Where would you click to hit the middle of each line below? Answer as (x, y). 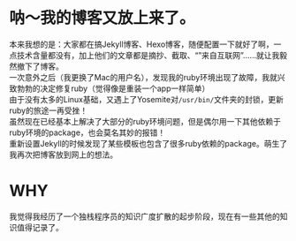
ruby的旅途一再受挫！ (49, 110)
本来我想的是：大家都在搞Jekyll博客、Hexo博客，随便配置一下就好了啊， (141, 44)
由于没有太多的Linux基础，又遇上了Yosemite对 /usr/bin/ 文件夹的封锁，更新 (147, 99)
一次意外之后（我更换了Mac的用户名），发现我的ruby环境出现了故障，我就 (144, 77)
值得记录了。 (40, 227)
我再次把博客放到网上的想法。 (63, 154)
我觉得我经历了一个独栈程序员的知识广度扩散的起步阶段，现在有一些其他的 (144, 216)
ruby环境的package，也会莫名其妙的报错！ (87, 132)
